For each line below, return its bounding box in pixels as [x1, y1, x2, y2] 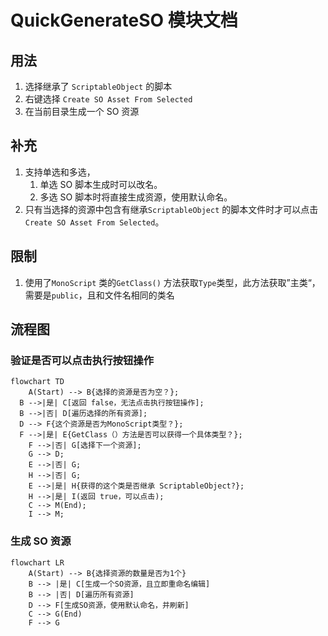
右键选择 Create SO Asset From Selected [24, 93, 193, 105]
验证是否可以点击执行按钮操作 [10, 353, 155, 367]
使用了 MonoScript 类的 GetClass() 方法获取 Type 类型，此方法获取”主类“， [24, 276, 321, 288]
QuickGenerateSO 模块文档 [10, 9, 238, 32]
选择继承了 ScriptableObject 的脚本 [24, 81, 173, 92]
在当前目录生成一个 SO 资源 [24, 106, 140, 117]
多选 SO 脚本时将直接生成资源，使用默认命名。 [39, 191, 233, 203]
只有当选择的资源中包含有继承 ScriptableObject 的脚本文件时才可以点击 [24, 203, 319, 215]
